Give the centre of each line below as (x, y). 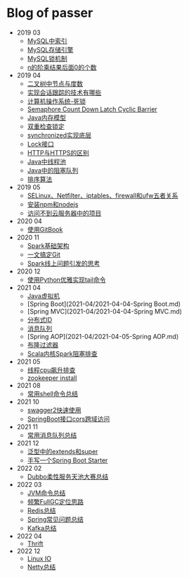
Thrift (35, 543)
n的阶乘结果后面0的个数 (62, 67)
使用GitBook (45, 229)
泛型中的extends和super (63, 451)
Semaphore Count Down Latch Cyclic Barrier (92, 109)
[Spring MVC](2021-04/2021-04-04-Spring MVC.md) (104, 311)
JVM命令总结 (46, 493)
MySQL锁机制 (47, 59)
